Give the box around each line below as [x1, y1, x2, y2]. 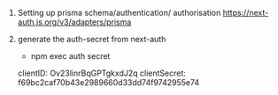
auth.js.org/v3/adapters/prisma [17, 17, 132, 27]
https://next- [222, 8, 269, 18]
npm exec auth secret [30, 51, 111, 61]
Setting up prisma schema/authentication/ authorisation [17, 8, 221, 18]
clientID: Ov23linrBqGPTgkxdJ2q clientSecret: [17, 68, 186, 78]
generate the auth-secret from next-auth [17, 34, 166, 44]
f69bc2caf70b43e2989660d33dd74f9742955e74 [17, 77, 200, 87]
